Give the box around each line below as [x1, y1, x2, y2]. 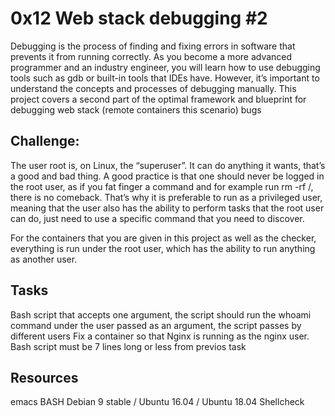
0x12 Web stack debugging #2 [10, 7, 268, 30]
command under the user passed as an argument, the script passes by [10, 319, 302, 331]
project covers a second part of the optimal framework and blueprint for [10, 93, 307, 105]
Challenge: [10, 133, 80, 150]
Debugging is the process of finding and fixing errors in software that [10, 40, 296, 52]
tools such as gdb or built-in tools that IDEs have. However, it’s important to [10, 72, 320, 84]
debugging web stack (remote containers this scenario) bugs [10, 103, 262, 116]
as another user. [10, 253, 78, 265]
